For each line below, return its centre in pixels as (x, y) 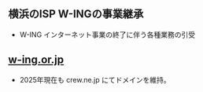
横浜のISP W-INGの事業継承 (76, 14)
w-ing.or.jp (36, 60)
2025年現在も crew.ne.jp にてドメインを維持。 (95, 79)
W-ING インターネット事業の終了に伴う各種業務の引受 (107, 35)
